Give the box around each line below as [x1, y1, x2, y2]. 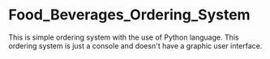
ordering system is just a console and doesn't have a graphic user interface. [8, 40, 263, 50]
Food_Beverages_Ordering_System [8, 6, 251, 24]
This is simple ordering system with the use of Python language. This [8, 32, 239, 42]
